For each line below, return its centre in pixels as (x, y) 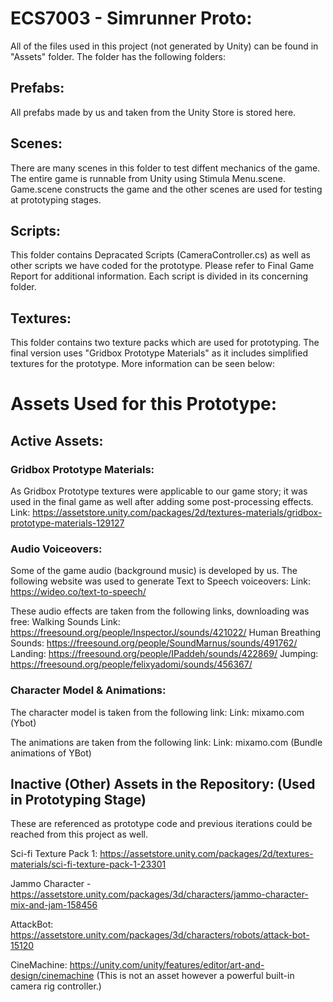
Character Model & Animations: (88, 690)
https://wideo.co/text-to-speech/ (78, 592)
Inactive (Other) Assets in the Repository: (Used (163, 784)
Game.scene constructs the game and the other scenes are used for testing (166, 189)
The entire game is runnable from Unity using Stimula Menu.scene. (148, 178)
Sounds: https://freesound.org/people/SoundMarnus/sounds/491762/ (154, 643)
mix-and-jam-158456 (54, 905)
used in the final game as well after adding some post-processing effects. (162, 502)
